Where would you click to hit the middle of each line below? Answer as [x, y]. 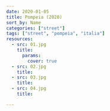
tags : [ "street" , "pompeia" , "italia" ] [56, 34]
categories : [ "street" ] [36, 28]
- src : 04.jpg [29, 89]
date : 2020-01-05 [28, 12]
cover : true [43, 61]
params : [32, 56]
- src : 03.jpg [29, 77]
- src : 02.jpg [29, 66]
